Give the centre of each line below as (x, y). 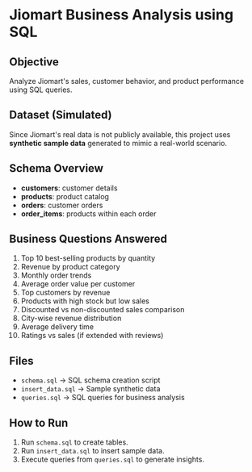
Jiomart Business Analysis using (121, 15)
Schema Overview (57, 168)
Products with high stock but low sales (85, 301)
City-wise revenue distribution (71, 318)
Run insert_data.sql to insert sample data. (92, 451)
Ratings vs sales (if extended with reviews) (92, 336)
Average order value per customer (78, 284)
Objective (34, 62)
